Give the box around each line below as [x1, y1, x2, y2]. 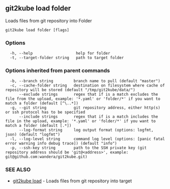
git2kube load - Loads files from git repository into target [12, 178, 132, 184]
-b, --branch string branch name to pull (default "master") [10, 78, 160, 84]
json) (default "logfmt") [5, 132, 60, 137]
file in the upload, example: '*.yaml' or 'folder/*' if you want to [5, 119, 156, 124]
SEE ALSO [5, 166, 31, 173]
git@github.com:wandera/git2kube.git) [5, 154, 88, 159]
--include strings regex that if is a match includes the [18, 114, 158, 119]
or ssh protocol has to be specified [5, 110, 86, 115]
